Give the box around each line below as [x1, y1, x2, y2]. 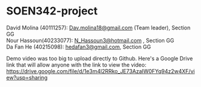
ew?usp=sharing [6, 74, 48, 81]
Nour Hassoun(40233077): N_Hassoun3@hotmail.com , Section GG [6, 37, 175, 44]
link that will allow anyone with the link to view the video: [6, 61, 146, 68]
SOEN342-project [6, 4, 98, 18]
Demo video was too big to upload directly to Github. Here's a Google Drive [6, 55, 193, 62]
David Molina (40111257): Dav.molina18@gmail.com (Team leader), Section [6, 24, 191, 31]
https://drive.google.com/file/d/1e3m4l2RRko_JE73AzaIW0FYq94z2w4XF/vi [6, 67, 195, 74]
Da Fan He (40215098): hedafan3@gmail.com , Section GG [6, 43, 152, 50]
